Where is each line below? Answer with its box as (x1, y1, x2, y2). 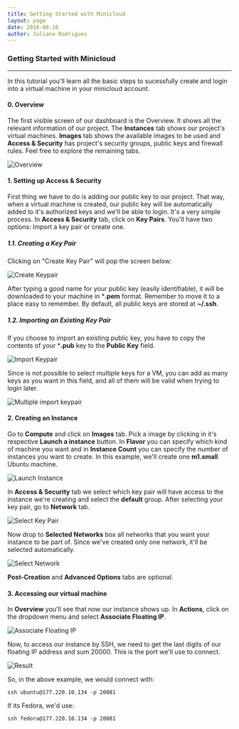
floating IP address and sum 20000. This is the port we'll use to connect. (7, 648, 221, 656)
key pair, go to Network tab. (7, 503, 90, 511)
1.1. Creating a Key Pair (7, 239, 77, 248)
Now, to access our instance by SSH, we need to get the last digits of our (7, 640, 222, 649)
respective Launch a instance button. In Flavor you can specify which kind (7, 437, 228, 446)
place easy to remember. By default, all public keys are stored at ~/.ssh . (7, 299, 218, 308)
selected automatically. (7, 546, 75, 554)
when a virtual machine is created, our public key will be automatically (7, 200, 213, 208)
